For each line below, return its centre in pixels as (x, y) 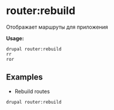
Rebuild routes (32, 91)
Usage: (15, 38)
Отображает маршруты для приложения (57, 27)
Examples (24, 77)
